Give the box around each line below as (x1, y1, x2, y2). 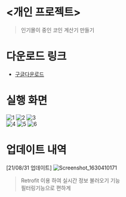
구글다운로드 (14, 70, 45, 78)
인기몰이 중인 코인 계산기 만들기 (20, 26, 94, 34)
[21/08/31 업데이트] (6, 164, 52, 171)
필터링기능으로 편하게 (20, 184, 71, 192)
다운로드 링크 (6, 50, 67, 63)
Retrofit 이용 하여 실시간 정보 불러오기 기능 (20, 177, 121, 184)
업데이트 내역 (6, 143, 67, 156)
